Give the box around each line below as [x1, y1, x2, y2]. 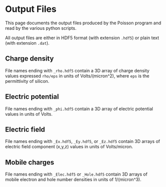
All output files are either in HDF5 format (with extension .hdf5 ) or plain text [5, 35, 160, 41]
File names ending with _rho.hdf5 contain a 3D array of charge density [5, 67, 150, 73]
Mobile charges [5, 158, 55, 167]
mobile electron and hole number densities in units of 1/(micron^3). [5, 177, 142, 183]
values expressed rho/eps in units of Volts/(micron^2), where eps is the [5, 73, 150, 79]
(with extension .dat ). [5, 40, 50, 46]
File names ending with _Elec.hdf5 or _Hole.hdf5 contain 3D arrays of [5, 171, 148, 177]
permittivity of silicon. [5, 78, 50, 84]
